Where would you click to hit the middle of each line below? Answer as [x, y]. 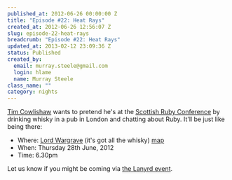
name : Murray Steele [43, 79]
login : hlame [33, 72]
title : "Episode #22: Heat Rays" [56, 20]
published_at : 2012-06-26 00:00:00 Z [62, 14]
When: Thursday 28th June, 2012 [66, 148]
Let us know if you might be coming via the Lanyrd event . [90, 169]
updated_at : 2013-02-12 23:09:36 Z [59, 46]
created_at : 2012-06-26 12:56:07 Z [59, 27]
